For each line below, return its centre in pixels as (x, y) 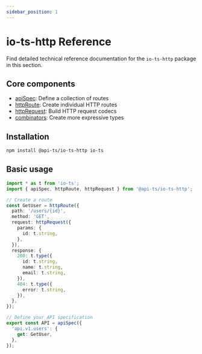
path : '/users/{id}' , (39, 211)
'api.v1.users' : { (35, 329)
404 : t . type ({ (35, 284)
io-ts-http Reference (59, 41)
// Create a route (29, 200)
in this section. (24, 65)
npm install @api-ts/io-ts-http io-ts (55, 151)
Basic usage (30, 169)
